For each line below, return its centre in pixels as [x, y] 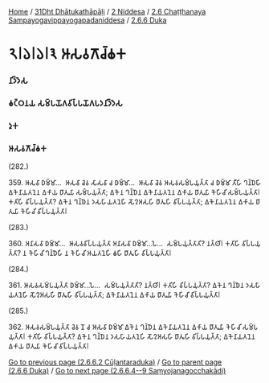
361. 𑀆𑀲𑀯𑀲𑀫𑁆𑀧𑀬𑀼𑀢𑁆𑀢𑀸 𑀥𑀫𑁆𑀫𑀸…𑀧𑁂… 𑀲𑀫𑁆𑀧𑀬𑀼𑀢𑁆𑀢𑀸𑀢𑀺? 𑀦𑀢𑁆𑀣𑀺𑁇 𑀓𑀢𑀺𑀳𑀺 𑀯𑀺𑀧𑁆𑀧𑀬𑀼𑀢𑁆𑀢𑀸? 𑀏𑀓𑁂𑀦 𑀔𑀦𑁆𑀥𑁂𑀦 [126, 286]
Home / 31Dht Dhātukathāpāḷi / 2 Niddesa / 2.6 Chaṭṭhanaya [107, 12]
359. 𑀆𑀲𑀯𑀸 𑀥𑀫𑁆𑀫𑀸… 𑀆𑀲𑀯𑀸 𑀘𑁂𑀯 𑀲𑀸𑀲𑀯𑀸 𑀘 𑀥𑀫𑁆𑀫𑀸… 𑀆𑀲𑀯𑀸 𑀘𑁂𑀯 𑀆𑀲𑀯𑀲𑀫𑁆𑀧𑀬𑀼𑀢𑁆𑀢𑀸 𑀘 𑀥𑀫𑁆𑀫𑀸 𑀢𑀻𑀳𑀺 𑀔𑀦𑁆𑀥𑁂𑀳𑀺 [135, 183]
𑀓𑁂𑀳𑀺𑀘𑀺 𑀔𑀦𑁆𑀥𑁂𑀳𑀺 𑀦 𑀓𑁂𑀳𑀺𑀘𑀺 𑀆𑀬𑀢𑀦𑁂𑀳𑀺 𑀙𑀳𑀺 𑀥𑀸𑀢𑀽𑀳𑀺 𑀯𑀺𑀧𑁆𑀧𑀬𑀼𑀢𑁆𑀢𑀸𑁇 [100, 253]
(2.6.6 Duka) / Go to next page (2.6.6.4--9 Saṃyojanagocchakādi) [117, 371]
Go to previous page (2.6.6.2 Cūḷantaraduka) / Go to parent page [115, 362]
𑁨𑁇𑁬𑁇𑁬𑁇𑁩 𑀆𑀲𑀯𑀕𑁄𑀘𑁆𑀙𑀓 [67, 54]
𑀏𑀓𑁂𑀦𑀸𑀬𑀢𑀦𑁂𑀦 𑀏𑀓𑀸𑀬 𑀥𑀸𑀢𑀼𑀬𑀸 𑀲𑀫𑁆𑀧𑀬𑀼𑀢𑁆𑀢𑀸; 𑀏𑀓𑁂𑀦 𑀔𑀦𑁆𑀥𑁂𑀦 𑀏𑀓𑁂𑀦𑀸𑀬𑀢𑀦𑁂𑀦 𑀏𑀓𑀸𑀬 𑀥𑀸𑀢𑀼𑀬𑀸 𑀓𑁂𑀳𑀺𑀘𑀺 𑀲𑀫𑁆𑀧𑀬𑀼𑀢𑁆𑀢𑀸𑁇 [134, 192]
